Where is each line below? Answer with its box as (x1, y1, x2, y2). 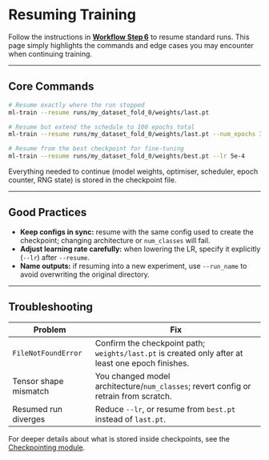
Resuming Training (8, 6, 136, 24)
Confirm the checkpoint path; (94, 338, 206, 349)
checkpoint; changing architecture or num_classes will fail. (19, 235, 211, 245)
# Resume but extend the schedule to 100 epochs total (8, 122, 195, 131)
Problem (33, 324, 66, 335)
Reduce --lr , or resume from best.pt (94, 403, 236, 414)
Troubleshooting (8, 300, 94, 314)
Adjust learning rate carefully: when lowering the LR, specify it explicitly (19, 244, 261, 254)
